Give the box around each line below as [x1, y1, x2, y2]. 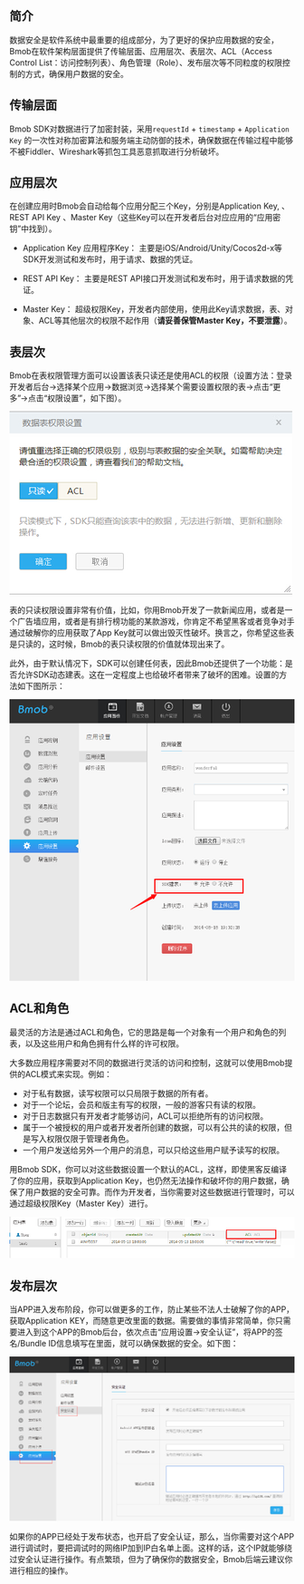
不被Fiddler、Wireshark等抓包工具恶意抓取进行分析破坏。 [9, 146, 224, 157]
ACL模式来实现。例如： [24, 1068, 113, 1079]
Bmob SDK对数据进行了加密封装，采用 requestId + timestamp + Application [9, 123, 290, 134]
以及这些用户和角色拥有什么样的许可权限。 [24, 1037, 184, 1049]
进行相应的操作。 [9, 1565, 73, 1576]
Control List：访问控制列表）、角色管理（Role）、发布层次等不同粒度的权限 [9, 57, 283, 68]
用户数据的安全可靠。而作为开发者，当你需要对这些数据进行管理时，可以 [24, 1186, 295, 1197]
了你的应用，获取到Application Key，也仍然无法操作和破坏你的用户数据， [9, 1175, 282, 1186]
